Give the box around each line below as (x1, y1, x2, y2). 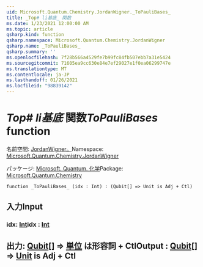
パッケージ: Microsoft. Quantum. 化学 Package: (6, 164, 124, 172)
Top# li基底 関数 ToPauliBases (6, 111, 158, 125)
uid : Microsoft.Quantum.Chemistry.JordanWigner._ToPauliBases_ (6, 9, 171, 15)
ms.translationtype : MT (6, 65, 67, 72)
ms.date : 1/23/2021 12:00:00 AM (6, 20, 89, 26)
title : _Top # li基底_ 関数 (6, 15, 72, 21)
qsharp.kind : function (6, 32, 64, 38)
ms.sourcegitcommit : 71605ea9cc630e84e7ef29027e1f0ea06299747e (6, 60, 171, 66)
